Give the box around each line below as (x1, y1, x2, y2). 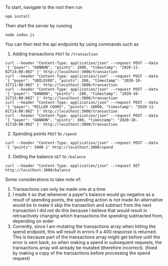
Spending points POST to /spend (12, 131, 77, 137)
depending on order (12, 218, 54, 224)
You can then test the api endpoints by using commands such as (5, 41, 139, 47)
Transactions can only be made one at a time (12, 186, 106, 192)
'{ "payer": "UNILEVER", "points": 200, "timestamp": (5, 78, 120, 83)
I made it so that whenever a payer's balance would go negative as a (12, 191, 154, 197)
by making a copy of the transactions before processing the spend (12, 250, 150, 256)
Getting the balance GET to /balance (12, 154, 86, 159)
